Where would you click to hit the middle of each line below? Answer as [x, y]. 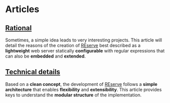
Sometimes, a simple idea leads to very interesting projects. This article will [84, 40]
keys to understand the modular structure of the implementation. [73, 95]
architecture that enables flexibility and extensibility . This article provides [83, 89]
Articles [22, 9]
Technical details [33, 72]
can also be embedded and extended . [46, 56]
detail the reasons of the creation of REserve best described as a [73, 45]
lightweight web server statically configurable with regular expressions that [85, 51]
